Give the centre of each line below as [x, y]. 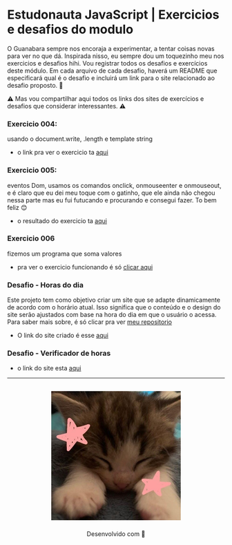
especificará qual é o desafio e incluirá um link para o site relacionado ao [111, 78]
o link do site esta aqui [49, 368]
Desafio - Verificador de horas [59, 354]
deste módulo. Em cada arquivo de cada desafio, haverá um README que [112, 70]
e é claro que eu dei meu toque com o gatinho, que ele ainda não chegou [111, 193]
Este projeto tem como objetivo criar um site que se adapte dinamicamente [114, 300]
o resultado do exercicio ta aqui [62, 220]
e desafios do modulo [70, 29]
